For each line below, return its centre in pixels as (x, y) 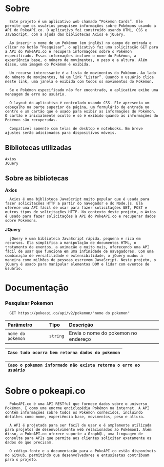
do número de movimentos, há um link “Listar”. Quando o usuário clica (79, 77)
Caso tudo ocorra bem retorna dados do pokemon (64, 353)
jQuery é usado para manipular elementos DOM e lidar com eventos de (77, 264)
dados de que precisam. (29, 442)
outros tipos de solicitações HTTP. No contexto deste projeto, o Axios (81, 212)
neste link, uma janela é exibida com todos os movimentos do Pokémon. (79, 81)
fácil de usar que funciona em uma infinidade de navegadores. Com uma (79, 251)
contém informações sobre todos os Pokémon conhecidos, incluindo (74, 412)
